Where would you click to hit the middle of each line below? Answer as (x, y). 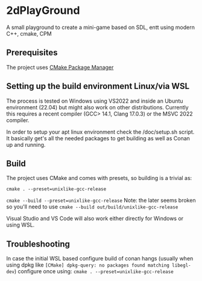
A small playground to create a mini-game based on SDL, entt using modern (100, 27)
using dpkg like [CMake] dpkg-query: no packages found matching (88, 265)
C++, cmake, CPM (29, 33)
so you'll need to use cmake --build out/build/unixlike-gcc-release (92, 207)
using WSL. (21, 225)
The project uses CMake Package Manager (60, 67)
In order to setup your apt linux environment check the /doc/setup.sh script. (100, 132)
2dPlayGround (43, 11)
